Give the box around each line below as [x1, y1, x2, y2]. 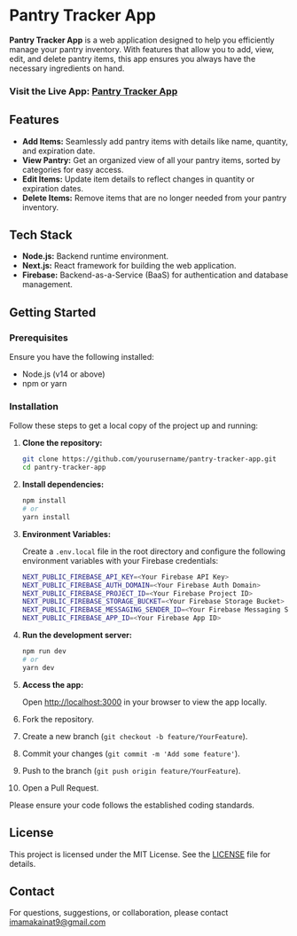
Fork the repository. [21, 714, 95, 724]
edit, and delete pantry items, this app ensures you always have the [9, 53, 256, 64]
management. [21, 279, 74, 290]
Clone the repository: [21, 438, 103, 448]
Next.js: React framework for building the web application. [21, 261, 237, 271]
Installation [9, 401, 59, 413]
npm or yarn [21, 378, 67, 389]
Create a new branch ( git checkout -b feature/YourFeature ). [21, 730, 248, 741]
